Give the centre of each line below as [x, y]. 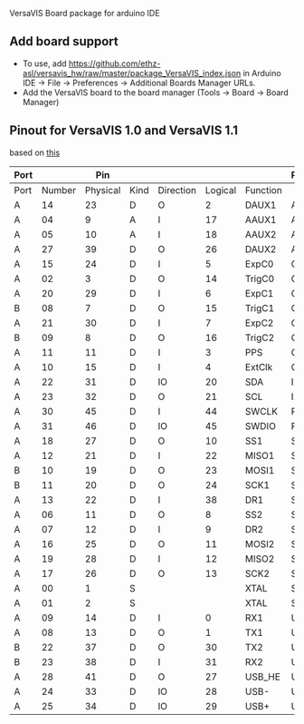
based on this [35, 152]
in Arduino [262, 73]
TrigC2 [260, 338]
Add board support [64, 41]
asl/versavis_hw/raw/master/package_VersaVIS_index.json [132, 73]
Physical [103, 190]
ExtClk [259, 367]
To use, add [44, 64]
